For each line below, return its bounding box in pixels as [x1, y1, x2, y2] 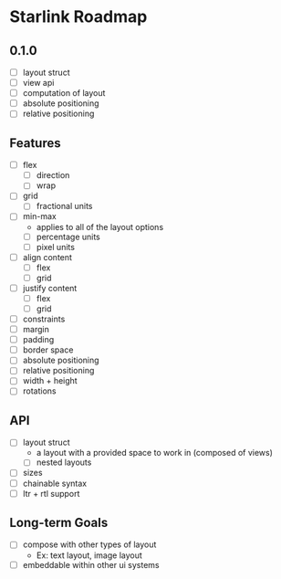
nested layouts [36, 457, 92, 468]
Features [9, 135, 61, 151]
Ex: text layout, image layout [36, 550, 143, 561]
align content [22, 251, 73, 262]
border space [22, 344, 74, 355]
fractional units [36, 201, 93, 212]
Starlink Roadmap [9, 6, 148, 27]
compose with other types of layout [22, 539, 157, 550]
